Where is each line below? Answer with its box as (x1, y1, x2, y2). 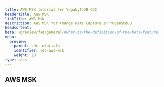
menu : (5, 35, 16, 40)
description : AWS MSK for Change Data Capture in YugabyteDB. (5, 21, 134, 26)
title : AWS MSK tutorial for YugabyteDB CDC (5, 7, 97, 12)
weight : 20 (14, 52, 36, 58)
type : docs (5, 57, 27, 62)
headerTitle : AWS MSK (5, 12, 49, 17)
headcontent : (5, 25, 32, 30)
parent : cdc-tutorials (14, 43, 60, 48)
